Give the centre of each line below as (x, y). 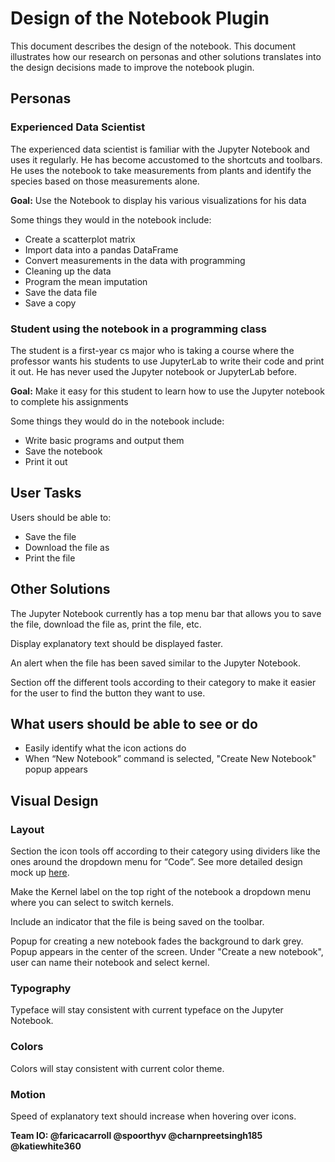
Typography (41, 988)
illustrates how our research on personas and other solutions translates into (166, 56)
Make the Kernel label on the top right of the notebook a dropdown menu (161, 892)
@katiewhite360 (46, 1146)
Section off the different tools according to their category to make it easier (163, 682)
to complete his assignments (69, 401)
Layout (27, 829)
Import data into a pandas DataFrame (101, 249)
